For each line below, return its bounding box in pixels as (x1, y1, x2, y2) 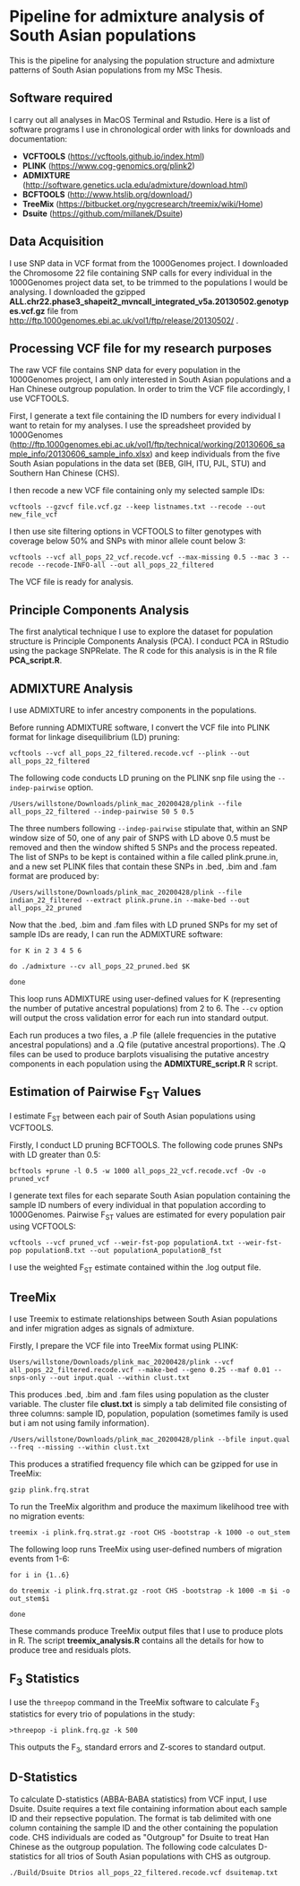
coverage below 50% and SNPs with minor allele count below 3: (9, 535, 246, 546)
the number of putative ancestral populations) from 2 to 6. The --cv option (9, 1003, 284, 1013)
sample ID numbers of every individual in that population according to (9, 1199, 267, 1210)
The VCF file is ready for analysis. (9, 577, 134, 587)
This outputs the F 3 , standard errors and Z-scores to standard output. (9, 1742, 266, 1754)
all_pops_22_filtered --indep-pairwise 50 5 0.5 (9, 807, 194, 816)
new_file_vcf (9, 510, 58, 519)
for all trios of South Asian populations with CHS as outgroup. (44, 1850, 271, 1862)
